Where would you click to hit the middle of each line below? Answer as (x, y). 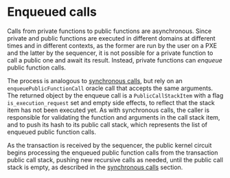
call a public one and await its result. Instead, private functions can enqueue (115, 60)
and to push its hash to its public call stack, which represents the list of (107, 124)
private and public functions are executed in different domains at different (111, 38)
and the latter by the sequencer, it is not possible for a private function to (110, 53)
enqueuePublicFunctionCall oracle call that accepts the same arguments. (110, 88)
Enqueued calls (52, 12)
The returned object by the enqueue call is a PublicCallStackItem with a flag (115, 95)
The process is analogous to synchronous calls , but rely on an (95, 80)
